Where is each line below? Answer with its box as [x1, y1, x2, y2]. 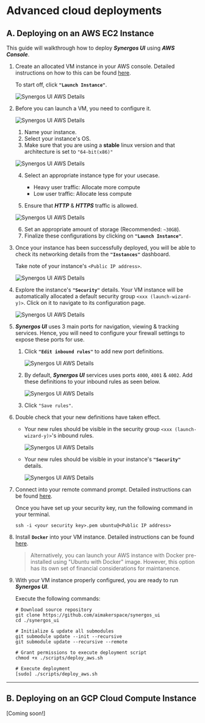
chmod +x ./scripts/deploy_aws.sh [15, 655, 103, 661]
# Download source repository [15, 607, 93, 613]
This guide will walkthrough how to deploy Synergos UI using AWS [6, 44, 175, 51]
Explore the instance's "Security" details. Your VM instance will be [15, 286, 184, 293]
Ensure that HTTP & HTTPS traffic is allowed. [24, 202, 138, 209]
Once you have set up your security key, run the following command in [15, 504, 193, 511]
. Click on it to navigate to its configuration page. [23, 299, 146, 306]
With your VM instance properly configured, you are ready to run [15, 577, 179, 583]
